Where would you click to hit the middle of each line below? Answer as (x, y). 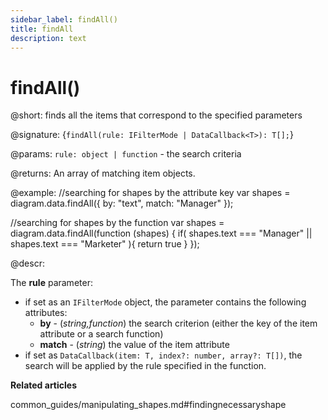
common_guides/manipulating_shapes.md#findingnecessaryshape (148, 405)
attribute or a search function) (101, 334)
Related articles (43, 385)
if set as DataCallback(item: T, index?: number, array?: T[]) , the (163, 355)
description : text (48, 38)
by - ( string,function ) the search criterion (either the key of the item (178, 323)
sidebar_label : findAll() (64, 19)
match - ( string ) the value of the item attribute (134, 345)
